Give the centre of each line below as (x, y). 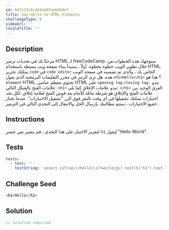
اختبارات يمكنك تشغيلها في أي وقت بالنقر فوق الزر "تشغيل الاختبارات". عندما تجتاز (82, 98)
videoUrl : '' (19, 24)
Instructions (25, 119)
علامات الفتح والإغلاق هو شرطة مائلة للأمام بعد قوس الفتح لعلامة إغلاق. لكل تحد (79, 93)
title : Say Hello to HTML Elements (43, 15)
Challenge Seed (31, 184)
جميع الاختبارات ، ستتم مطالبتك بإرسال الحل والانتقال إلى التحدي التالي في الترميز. (82, 103)
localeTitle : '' (23, 29)
